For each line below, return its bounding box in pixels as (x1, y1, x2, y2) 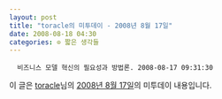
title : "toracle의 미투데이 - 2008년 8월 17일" (9, 21, 173, 30)
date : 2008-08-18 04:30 (9, 29, 97, 38)
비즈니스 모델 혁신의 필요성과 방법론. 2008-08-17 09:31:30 (17, 64, 214, 72)
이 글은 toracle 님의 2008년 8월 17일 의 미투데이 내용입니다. (9, 80, 212, 91)
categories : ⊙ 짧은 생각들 (9, 37, 100, 47)
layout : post (9, 12, 57, 22)
